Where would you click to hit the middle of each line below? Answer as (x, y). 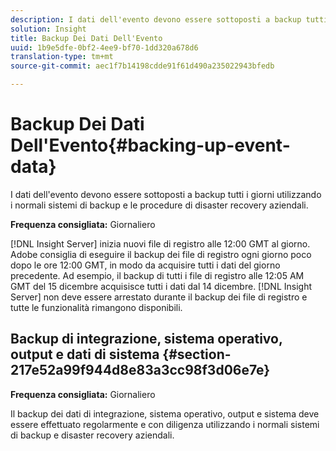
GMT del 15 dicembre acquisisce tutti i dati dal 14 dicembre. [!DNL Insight (161, 286)
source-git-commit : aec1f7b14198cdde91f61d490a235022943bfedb (142, 66)
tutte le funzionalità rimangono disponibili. (96, 307)
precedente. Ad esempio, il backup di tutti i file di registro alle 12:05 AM (157, 275)
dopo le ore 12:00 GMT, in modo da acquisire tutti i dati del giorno (145, 265)
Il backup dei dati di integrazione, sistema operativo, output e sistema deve (165, 413)
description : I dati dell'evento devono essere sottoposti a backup (156, 19)
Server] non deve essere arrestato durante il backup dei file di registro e (159, 297)
